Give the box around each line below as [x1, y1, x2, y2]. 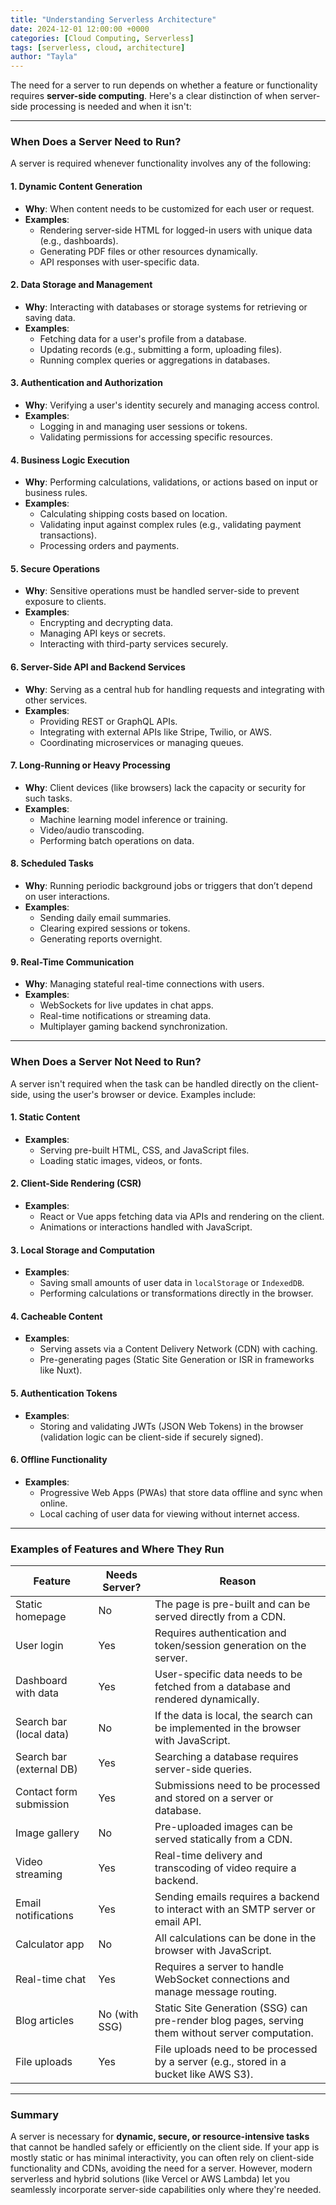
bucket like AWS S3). [154, 2067, 254, 2081]
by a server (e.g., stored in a [154, 2055, 287, 2069]
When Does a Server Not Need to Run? [10, 1055, 202, 1069]
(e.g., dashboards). [39, 234, 119, 246]
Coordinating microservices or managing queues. [39, 736, 244, 748]
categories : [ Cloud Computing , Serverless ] [10, 33, 195, 43]
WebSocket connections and [154, 1972, 290, 1986]
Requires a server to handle [154, 1960, 284, 1974]
